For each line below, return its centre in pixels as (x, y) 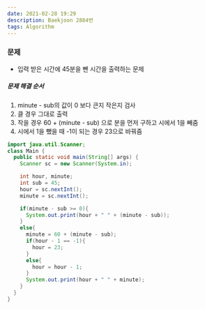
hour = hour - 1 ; (57, 267)
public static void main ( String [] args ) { (76, 158)
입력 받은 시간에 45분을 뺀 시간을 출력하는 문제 (81, 69)
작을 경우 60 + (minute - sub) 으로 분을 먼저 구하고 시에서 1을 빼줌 (108, 122)
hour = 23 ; (48, 247)
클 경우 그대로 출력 (43, 114)
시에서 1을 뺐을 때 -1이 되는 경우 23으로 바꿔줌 (80, 131)
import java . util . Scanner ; (46, 144)
